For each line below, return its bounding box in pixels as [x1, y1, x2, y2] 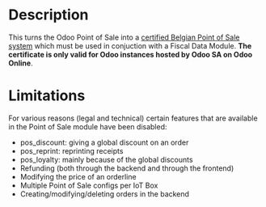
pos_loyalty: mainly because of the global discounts [19, 154, 193, 164]
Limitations [8, 87, 86, 105]
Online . [8, 58, 34, 68]
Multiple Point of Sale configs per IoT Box [19, 180, 158, 190]
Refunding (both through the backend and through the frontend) [19, 163, 234, 173]
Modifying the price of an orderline [19, 171, 137, 181]
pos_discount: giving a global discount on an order [19, 137, 189, 147]
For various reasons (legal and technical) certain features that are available [8, 113, 258, 123]
